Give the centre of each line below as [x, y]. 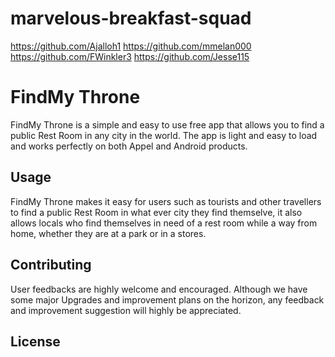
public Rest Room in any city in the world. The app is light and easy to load [164, 135]
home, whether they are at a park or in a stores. [108, 233]
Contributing [51, 265]
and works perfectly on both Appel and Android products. [129, 146]
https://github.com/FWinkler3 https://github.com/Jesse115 [130, 56]
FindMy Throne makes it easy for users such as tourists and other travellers [166, 201]
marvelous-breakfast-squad [131, 18]
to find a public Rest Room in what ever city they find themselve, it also [156, 212]
